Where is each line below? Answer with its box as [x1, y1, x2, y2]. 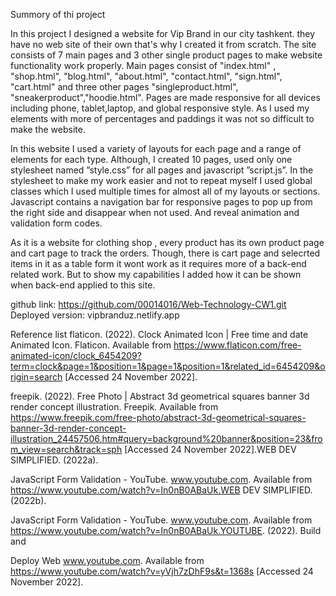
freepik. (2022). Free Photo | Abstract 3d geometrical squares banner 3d [10, 390, 310, 402]
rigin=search [10, 371, 63, 383]
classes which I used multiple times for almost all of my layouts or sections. [10, 185, 321, 197]
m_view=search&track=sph [10, 444, 123, 455]
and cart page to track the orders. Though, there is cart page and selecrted [10, 247, 321, 259]
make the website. [10, 124, 86, 135]
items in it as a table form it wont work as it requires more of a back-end [10, 258, 307, 269]
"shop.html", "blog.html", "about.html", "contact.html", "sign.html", [10, 70, 283, 82]
